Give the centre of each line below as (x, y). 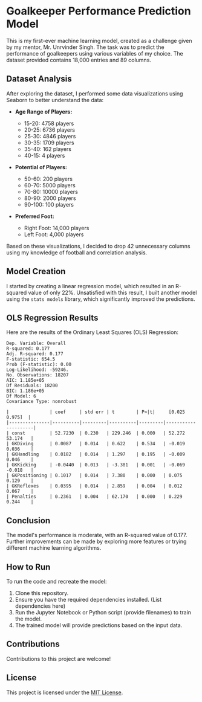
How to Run (28, 567)
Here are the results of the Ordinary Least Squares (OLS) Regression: (93, 332)
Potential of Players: (41, 167)
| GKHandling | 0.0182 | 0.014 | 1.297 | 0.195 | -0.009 (96, 454)
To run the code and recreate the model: (57, 581)
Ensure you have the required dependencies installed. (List (88, 600)
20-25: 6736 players (50, 130)
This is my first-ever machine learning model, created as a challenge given (99, 40)
